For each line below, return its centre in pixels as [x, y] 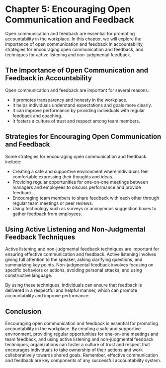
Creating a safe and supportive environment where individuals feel [81, 171]
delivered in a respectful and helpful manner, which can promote [71, 290]
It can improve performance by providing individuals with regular [79, 110]
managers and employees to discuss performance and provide [77, 187]
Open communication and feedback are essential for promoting [70, 33]
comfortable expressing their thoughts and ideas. [63, 177]
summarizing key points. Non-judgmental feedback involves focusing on [79, 265]
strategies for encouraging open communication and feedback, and [74, 49]
